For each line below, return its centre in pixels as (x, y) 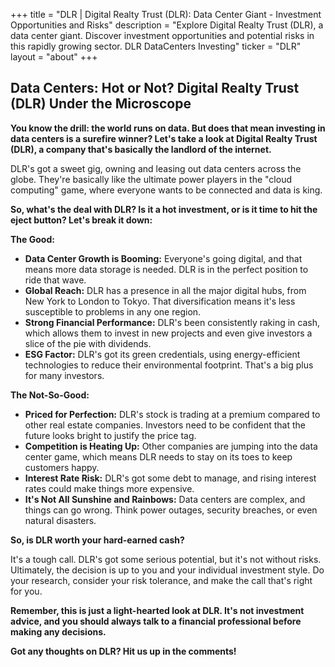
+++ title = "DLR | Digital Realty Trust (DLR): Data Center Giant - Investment (166, 14)
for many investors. (64, 375)
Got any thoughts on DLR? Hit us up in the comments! (123, 651)
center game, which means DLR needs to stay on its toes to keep (158, 456)
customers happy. (62, 467)
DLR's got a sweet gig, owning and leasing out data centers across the (156, 168)
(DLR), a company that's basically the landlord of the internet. (141, 149)
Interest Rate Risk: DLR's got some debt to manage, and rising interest (170, 478)
